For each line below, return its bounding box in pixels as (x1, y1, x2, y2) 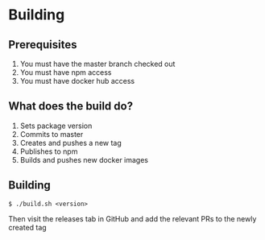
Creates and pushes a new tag (19, 138, 122, 147)
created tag (8, 222, 47, 232)
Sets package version (19, 121, 93, 130)
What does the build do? (8, 99, 134, 114)
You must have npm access (19, 68, 112, 77)
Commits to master (19, 129, 84, 139)
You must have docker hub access (19, 77, 135, 85)
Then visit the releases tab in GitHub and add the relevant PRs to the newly (8, 213, 257, 223)
